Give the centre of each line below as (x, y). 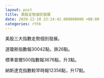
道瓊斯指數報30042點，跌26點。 (39, 49)
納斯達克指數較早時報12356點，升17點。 (46, 70)
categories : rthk (23, 24)
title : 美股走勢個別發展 (28, 14)
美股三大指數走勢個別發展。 (34, 38)
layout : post (19, 10)
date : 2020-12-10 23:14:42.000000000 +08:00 (52, 19)
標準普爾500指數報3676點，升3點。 (42, 60)
